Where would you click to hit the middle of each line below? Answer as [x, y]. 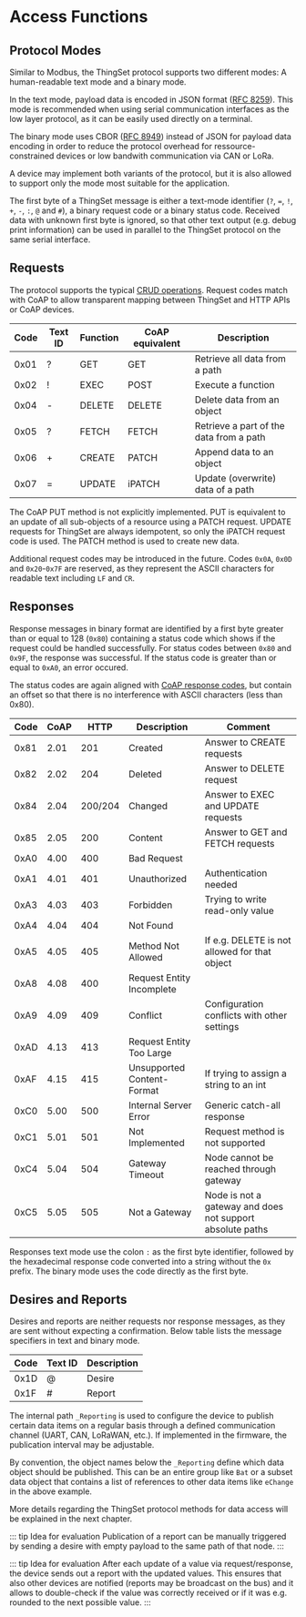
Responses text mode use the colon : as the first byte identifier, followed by [152, 1251]
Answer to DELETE [245, 768]
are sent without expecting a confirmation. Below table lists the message [146, 1331]
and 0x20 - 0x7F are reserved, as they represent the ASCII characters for [142, 568]
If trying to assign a [245, 1073]
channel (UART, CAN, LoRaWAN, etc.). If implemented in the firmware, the [148, 1435]
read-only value [240, 910]
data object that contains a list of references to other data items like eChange [152, 1482]
